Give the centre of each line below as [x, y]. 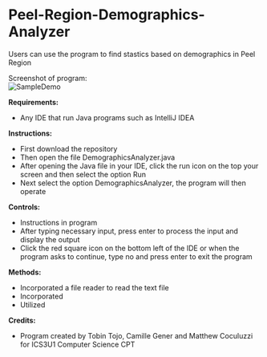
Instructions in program [59, 222]
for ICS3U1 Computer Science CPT [77, 344]
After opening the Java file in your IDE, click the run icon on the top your [139, 165]
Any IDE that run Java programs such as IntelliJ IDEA [107, 117]
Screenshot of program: [48, 78]
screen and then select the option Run [83, 174]
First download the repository [69, 148]
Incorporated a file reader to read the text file [95, 287]
